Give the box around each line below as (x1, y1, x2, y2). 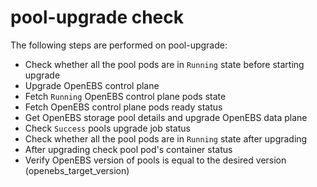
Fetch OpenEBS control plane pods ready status (24, 101, 223, 113)
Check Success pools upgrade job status (24, 122, 191, 134)
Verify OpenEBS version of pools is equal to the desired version (24, 154, 287, 166)
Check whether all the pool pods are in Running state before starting (24, 58, 305, 70)
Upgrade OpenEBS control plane (24, 79, 160, 91)
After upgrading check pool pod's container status (24, 143, 233, 155)
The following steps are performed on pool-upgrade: (10, 39, 228, 51)
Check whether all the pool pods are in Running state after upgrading (24, 132, 308, 145)
